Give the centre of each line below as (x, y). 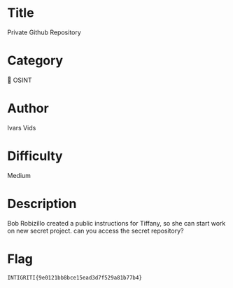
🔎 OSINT (20, 80)
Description (42, 204)
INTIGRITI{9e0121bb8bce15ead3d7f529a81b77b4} (75, 277)
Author (28, 108)
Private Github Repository (44, 32)
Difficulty (35, 156)
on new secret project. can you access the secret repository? (96, 231)
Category (35, 61)
